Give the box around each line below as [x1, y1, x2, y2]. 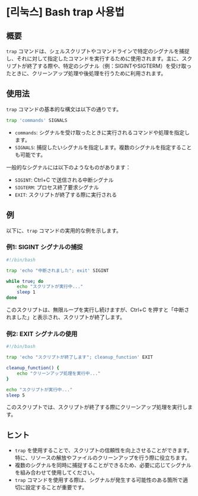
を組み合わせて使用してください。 [14, 469, 98, 476]
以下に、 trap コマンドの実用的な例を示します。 [6, 227, 122, 234]
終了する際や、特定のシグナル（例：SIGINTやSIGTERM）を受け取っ [26, 63, 191, 69]
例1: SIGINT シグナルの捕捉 [6, 243, 83, 252]
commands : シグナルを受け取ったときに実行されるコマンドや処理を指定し [14, 128, 190, 136]
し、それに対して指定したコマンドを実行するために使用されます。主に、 [6, 55, 182, 62]
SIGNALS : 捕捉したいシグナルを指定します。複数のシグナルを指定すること [14, 143, 192, 151]
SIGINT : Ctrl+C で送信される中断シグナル [14, 176, 114, 183]
